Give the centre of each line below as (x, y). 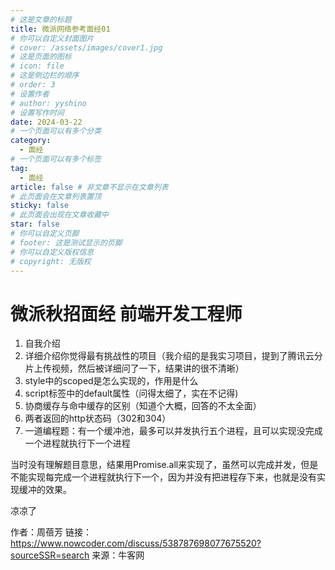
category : (31, 141)
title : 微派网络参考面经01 (60, 29)
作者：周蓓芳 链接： (51, 532)
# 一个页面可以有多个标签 (56, 159)
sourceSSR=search (50, 555)
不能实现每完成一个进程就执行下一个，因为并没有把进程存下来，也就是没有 (163, 477)
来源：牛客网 (118, 555)
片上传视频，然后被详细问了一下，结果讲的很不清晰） (134, 368)
